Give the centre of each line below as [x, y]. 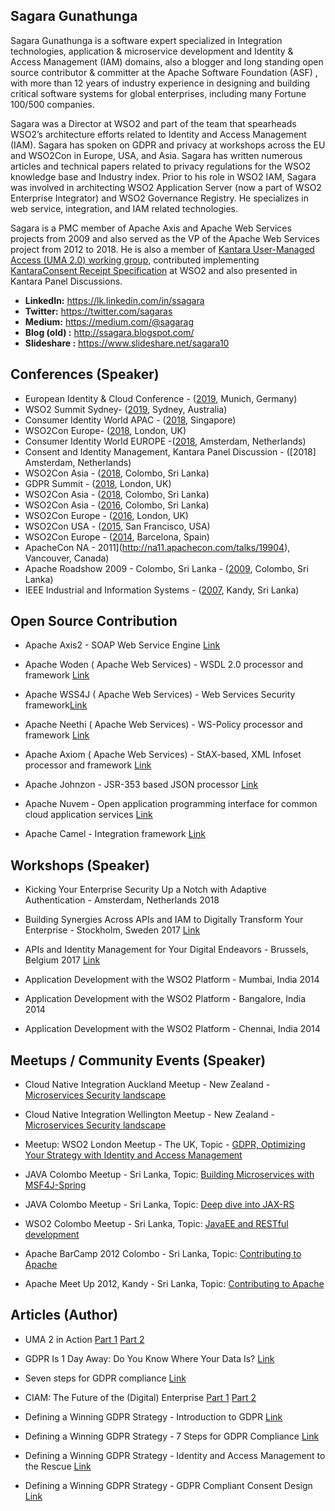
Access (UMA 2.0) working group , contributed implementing [135, 260]
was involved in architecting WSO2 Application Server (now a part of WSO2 [166, 187]
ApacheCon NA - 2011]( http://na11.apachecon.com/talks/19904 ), [157, 547]
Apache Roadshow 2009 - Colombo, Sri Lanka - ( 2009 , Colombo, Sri [166, 568]
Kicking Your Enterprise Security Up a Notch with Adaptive [145, 890]
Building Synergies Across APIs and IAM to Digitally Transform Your [164, 920]
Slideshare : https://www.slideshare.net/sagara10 [127, 343]
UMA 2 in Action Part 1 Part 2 [84, 1339]
